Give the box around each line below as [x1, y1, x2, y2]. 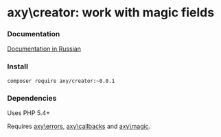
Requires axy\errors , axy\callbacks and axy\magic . [7, 122, 151, 131]
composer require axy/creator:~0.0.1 [7, 77, 115, 84]
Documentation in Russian [7, 45, 81, 53]
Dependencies [7, 93, 57, 103]
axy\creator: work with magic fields [7, 5, 215, 21]
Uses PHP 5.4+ [7, 109, 50, 117]
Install [7, 62, 29, 71]
